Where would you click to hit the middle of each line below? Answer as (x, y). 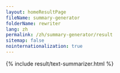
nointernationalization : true (44, 47)
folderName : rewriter (33, 23)
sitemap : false (25, 40)
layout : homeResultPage (36, 12)
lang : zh (17, 29)
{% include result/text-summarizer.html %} (60, 63)
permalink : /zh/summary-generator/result (59, 35)
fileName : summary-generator (43, 18)
